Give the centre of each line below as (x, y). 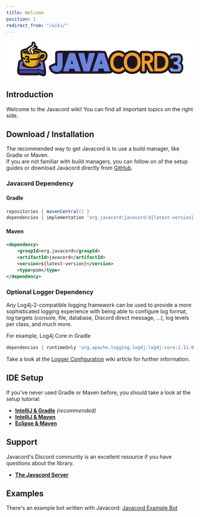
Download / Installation (50, 134)
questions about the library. (40, 463)
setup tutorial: (23, 399)
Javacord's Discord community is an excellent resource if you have (89, 456)
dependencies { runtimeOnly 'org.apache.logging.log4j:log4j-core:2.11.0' (101, 348)
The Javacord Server (42, 474)
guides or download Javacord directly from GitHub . (69, 168)
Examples (25, 493)
